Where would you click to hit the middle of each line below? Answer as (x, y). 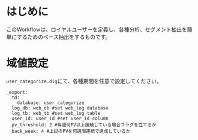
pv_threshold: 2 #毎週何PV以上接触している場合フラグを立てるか (84, 125)
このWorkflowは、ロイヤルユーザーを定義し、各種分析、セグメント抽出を (97, 29)
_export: (17, 92)
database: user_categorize (51, 103)
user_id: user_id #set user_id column (60, 118)
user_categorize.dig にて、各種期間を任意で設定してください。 (84, 81)
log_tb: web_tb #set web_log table (56, 113)
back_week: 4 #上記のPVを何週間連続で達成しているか (71, 131)
